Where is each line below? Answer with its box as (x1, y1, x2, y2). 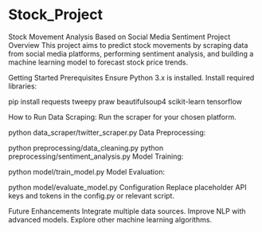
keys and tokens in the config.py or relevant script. (8, 191, 175, 200)
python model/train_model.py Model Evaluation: (8, 167, 166, 176)
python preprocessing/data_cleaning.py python (8, 143, 164, 152)
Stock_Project (8, 6, 104, 24)
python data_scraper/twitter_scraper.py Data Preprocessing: (8, 128, 206, 137)
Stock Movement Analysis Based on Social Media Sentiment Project (8, 32, 231, 41)
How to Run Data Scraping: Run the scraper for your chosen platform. (8, 112, 237, 121)
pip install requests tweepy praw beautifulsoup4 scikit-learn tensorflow (8, 96, 243, 106)
